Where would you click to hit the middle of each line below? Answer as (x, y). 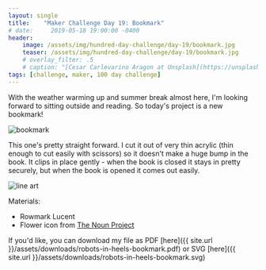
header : (21, 38)
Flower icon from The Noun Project (77, 225)
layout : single (33, 15)
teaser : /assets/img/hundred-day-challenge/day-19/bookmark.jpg (131, 52)
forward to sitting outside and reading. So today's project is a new (116, 106)
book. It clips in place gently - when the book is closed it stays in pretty (125, 162)
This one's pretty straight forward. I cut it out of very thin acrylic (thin (121, 145)
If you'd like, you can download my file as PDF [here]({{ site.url (110, 240)
